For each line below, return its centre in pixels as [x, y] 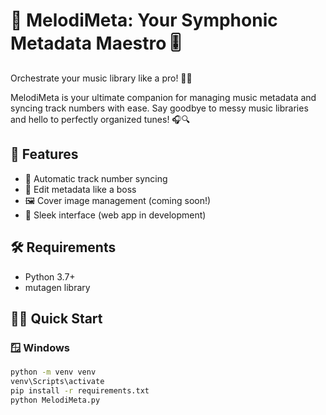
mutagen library [57, 287]
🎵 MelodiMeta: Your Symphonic [144, 20]
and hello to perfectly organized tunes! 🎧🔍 [100, 119]
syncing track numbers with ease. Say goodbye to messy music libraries [159, 108]
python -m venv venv [53, 372]
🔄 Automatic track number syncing [96, 178]
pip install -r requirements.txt [80, 391]
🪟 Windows [40, 347]
